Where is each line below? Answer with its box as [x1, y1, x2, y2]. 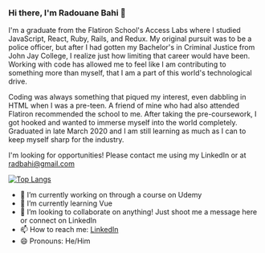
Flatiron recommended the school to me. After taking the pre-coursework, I [8, 109, 257, 119]
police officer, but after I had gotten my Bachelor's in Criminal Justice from [8, 43, 255, 52]
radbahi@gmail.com [8, 159, 75, 169]
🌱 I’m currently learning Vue [19, 198, 112, 208]
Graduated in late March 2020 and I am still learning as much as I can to [8, 126, 247, 136]
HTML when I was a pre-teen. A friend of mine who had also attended [8, 100, 239, 111]
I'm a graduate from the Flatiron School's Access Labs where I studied [8, 26, 241, 35]
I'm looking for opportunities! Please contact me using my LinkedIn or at [8, 150, 247, 160]
